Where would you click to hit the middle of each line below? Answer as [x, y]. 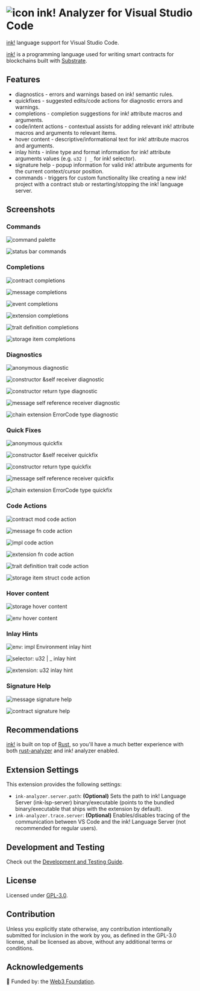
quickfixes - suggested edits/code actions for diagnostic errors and [99, 100]
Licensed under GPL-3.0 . [37, 895]
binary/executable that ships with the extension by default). [89, 809]
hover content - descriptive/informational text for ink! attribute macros [102, 139]
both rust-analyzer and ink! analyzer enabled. [63, 751]
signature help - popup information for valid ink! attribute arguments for [104, 165]
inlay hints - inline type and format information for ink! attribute [93, 152]
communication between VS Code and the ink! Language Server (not [100, 822]
